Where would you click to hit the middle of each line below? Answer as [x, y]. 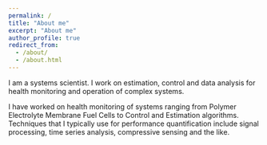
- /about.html [39, 61]
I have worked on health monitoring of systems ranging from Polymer [123, 106]
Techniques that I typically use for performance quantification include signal [134, 123]
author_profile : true [44, 38]
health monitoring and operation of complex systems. [96, 91]
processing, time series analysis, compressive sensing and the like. [119, 131]
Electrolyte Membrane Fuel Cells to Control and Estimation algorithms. [124, 115]
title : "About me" [39, 23]
